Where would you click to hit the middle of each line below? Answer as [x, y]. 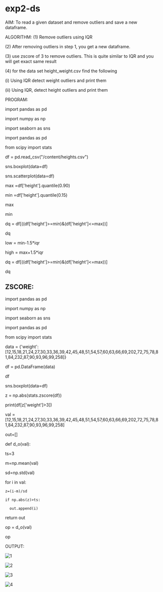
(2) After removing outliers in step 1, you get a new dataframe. [68, 46]
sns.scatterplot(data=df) [30, 176]
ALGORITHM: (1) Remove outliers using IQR [49, 37]
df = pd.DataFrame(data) [30, 366]
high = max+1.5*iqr [24, 252]
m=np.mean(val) [22, 463]
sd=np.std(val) [20, 472]
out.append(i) [24, 508]
